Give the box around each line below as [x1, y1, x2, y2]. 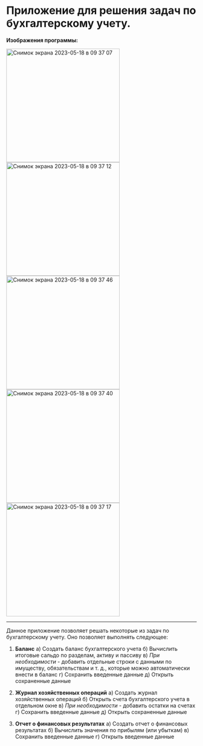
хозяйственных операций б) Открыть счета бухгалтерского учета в [14, 695, 190, 702]
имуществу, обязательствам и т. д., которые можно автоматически [14, 664, 190, 672]
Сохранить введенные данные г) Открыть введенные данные [14, 733, 175, 740]
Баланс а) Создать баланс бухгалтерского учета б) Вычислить [14, 645, 178, 652]
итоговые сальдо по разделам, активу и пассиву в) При [14, 652, 160, 659]
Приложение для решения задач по [6, 4, 196, 18]
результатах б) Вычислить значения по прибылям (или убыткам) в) [14, 726, 189, 733]
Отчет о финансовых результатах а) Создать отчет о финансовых [14, 720, 188, 727]
